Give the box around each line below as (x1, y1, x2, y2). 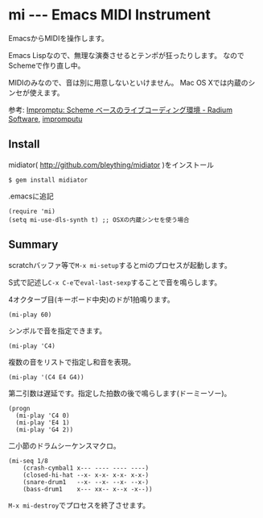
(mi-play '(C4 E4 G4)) (8, 373, 84, 381)
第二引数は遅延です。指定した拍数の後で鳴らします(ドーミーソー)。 (8, 388, 232, 398)
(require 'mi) (8, 207, 56, 215)
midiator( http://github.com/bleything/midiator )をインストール (8, 160, 215, 169)
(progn (8, 404, 31, 412)
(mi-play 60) (8, 311, 52, 319)
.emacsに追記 (8, 191, 54, 201)
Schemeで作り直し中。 (8, 61, 85, 70)
